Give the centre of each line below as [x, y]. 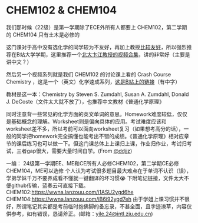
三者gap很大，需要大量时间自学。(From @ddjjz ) [74, 151]
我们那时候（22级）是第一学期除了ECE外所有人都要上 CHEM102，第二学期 [97, 27]
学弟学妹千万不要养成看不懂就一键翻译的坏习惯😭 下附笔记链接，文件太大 [95, 178]
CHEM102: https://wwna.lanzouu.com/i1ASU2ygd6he [70, 192]
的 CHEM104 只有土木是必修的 [43, 34]
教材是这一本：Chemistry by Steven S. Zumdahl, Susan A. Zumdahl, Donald [98, 94]
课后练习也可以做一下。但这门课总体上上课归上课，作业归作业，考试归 [101, 143]
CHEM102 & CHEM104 [62, 10]
